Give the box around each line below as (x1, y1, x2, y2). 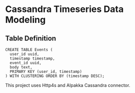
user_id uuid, (10, 51, 39, 56)
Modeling (5, 14, 46, 25)
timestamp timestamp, (10, 56, 55, 61)
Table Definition (5, 34, 56, 42)
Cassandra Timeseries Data (5, 3, 124, 15)
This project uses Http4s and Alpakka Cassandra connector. (5, 82, 130, 88)
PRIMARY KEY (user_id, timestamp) (10, 69, 82, 74)
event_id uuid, (10, 60, 42, 65)
